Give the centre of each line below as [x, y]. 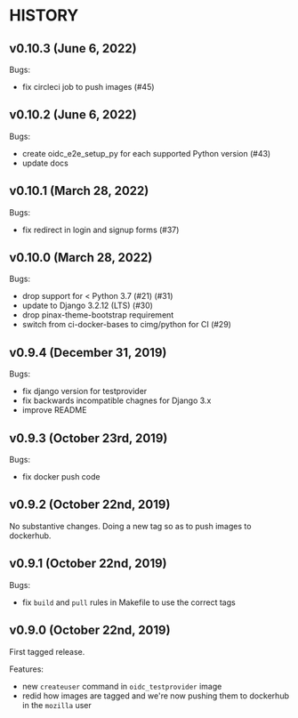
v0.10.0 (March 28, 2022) [81, 258]
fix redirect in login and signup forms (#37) [101, 230]
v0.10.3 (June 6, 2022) [73, 48]
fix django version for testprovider [85, 391]
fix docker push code [61, 477]
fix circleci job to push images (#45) [88, 87]
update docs [45, 163]
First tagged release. [47, 651]
